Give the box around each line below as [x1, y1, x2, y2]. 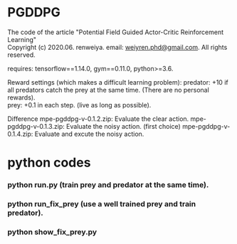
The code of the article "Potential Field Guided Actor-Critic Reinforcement [7, 28, 224, 36]
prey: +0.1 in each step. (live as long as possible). [7, 100, 152, 109]
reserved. [7, 51, 36, 59]
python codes [7, 154, 91, 171]
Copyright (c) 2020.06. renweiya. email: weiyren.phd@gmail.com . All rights [7, 43, 228, 51]
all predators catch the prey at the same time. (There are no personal [7, 85, 210, 94]
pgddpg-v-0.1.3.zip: [7, 122, 65, 130]
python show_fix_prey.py [7, 227, 98, 237]
